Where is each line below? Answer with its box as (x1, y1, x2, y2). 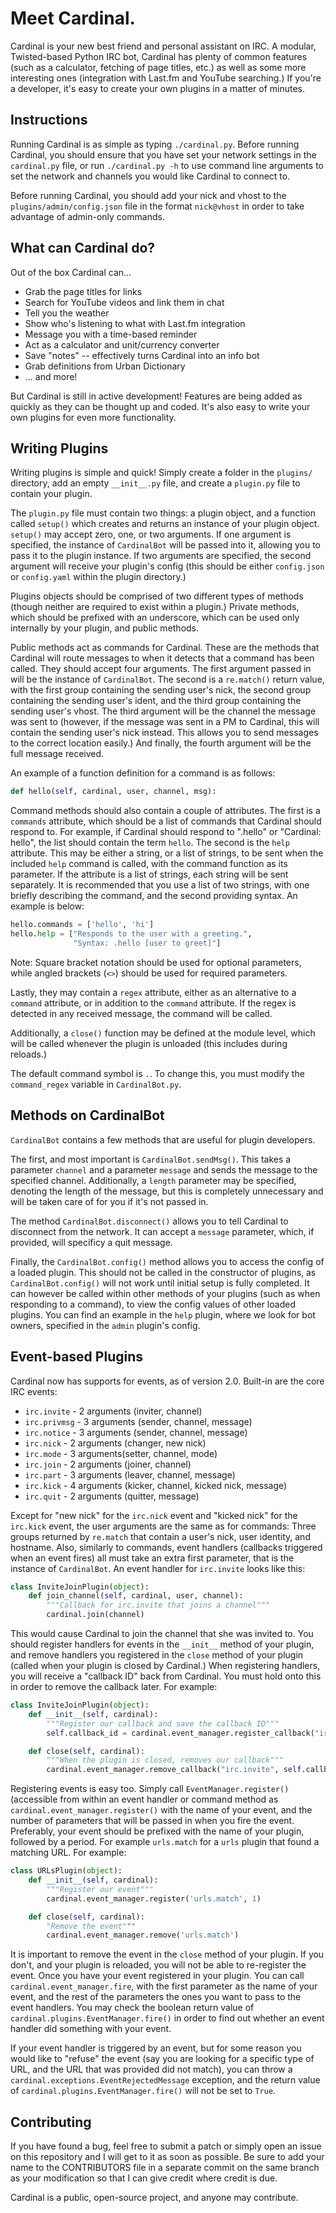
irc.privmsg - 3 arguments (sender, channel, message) (24, 1415, 253, 1427)
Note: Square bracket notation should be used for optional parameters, (10, 956, 302, 968)
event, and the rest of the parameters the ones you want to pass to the (10, 1991, 302, 2003)
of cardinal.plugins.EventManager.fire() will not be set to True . (10, 2085, 277, 2097)
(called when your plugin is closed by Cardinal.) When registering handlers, (10, 1660, 321, 1671)
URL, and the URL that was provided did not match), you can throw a (10, 2063, 293, 2076)
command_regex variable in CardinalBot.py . (10, 1078, 182, 1090)
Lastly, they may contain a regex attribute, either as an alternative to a (10, 986, 297, 998)
